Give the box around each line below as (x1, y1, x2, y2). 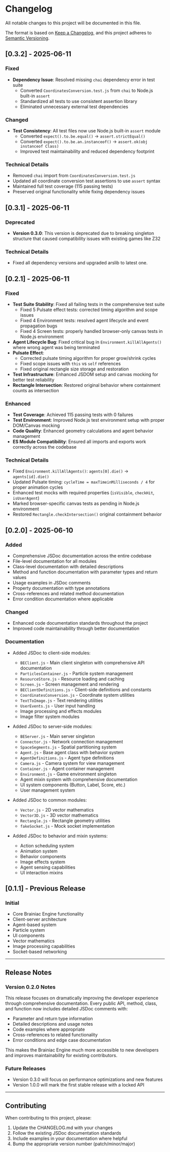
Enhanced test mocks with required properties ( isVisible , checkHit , (12, 490, 155, 496)
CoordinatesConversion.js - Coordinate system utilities (20, 692, 135, 698)
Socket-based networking (12, 948, 67, 955)
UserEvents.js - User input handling (20, 702, 95, 708)
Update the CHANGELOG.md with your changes (12, 1125, 113, 1131)
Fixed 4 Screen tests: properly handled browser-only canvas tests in (20, 328, 163, 334)
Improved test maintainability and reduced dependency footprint (20, 148, 155, 154)
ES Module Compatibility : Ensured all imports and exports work (12, 438, 146, 445)
